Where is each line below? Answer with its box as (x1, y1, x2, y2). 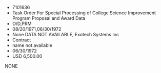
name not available (12, 42, 52, 48)
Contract (12, 37, 31, 43)
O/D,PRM (12, 20, 32, 27)
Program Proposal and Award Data (12, 15, 86, 21)
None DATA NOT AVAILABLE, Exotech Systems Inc (12, 32, 119, 37)
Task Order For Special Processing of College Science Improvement (12, 10, 156, 16)
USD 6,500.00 (12, 53, 43, 59)
